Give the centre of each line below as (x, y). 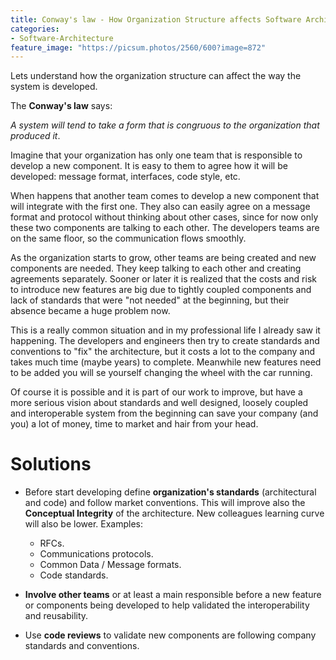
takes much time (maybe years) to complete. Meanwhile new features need (166, 362)
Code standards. (74, 575)
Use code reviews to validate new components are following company (170, 635)
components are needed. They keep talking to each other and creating (156, 268)
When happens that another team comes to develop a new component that (165, 196)
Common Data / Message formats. (110, 565)
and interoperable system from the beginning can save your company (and (164, 413)
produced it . (35, 136)
